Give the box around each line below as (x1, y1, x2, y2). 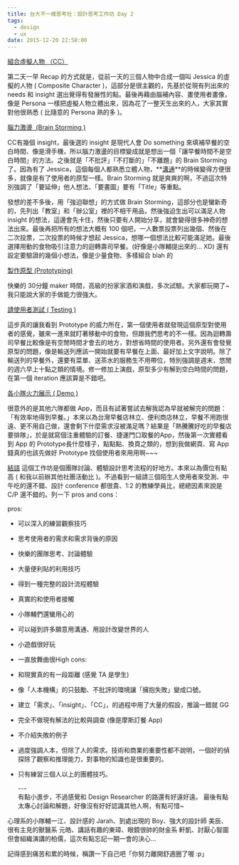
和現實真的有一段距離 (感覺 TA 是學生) (17, 670, 129, 679)
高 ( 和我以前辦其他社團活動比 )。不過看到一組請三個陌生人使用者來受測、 (7, 472, 223, 481)
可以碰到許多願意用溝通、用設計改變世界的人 (17, 625, 149, 634)
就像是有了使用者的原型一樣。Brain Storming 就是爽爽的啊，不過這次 (19, 174, 221, 182)
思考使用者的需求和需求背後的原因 (17, 534, 118, 543)
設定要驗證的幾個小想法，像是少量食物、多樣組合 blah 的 (7, 251, 173, 260)
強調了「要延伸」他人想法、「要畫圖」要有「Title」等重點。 (13, 183, 186, 191)
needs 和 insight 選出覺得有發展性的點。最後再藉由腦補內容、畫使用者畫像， (7, 90, 231, 99)
